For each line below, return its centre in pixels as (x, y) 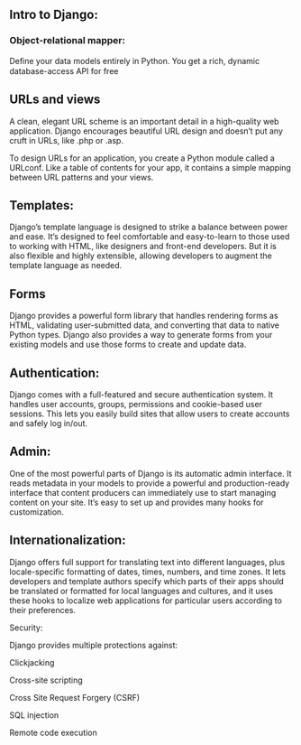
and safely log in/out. (49, 423)
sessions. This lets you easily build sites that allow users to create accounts (150, 414)
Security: (26, 628)
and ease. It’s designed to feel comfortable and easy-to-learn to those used (150, 237)
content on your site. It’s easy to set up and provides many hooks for (137, 502)
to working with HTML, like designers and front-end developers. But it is (143, 247)
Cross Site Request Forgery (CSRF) (75, 697)
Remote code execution (53, 732)
